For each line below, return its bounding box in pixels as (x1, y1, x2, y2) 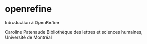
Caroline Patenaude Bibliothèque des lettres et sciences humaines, (5, 29, 143, 35)
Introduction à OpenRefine (5, 20, 59, 25)
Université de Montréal (5, 34, 52, 40)
